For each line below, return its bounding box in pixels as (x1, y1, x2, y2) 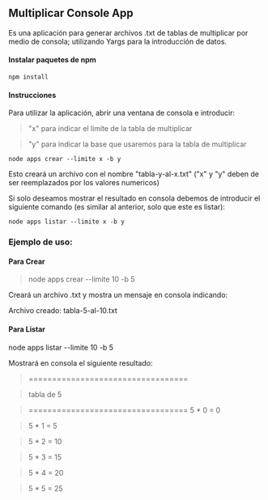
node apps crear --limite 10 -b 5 (28, 274, 135, 284)
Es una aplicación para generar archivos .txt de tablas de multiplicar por (8, 28, 249, 37)
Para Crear (8, 256, 45, 266)
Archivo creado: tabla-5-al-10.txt (8, 306, 117, 316)
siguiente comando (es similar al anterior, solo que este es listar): (8, 202, 225, 212)
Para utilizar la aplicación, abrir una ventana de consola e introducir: (8, 108, 236, 118)
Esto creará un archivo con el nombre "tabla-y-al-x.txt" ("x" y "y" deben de (8, 169, 259, 179)
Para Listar (8, 324, 46, 334)
